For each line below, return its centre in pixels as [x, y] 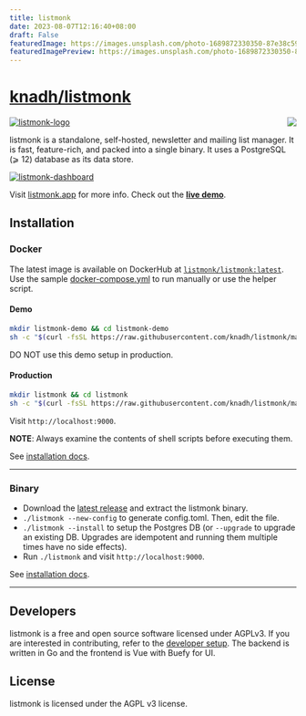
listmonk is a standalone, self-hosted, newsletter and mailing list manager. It [152, 140]
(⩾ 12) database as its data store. [71, 160]
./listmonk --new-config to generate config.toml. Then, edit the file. [151, 517]
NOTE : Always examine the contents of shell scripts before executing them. [151, 438]
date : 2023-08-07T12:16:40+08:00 [73, 26]
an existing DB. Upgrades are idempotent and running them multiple [150, 537]
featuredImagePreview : [52, 52]
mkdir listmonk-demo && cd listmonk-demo [89, 328]
